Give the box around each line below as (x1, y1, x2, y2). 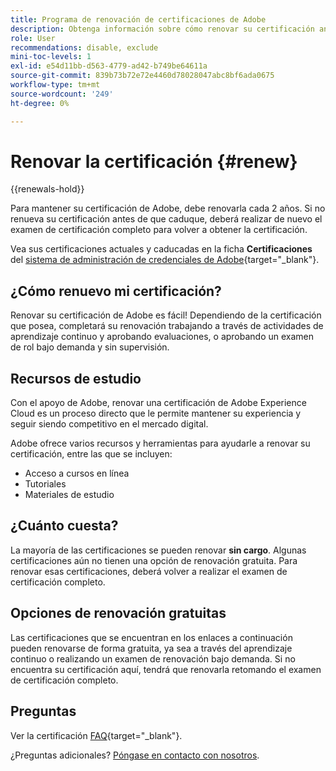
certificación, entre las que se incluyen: (10, 448, 173, 460)
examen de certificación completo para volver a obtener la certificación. (10, 224, 308, 236)
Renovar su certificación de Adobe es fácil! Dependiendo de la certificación (10, 309, 322, 321)
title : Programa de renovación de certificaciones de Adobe (10, 14, 267, 25)
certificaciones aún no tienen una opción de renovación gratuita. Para (10, 554, 298, 566)
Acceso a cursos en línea (24, 467, 130, 480)
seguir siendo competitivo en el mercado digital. (10, 418, 209, 430)
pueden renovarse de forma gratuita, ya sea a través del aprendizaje (10, 642, 293, 654)
